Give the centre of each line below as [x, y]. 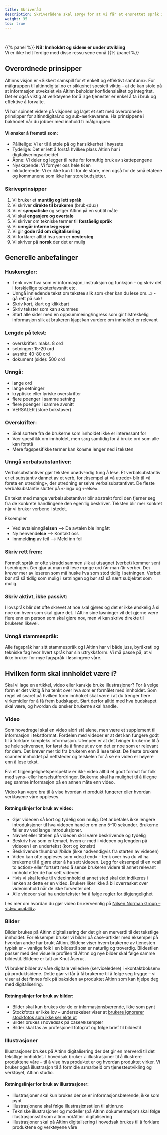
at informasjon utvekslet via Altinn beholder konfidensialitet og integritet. [80, 91]
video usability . [21, 908]
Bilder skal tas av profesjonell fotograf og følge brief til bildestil [77, 1028]
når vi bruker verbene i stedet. [36, 509]
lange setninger [28, 388]
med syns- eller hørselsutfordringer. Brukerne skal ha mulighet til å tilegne [81, 777]
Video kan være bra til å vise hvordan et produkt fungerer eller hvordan [78, 792]
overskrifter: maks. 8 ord [38, 343]
